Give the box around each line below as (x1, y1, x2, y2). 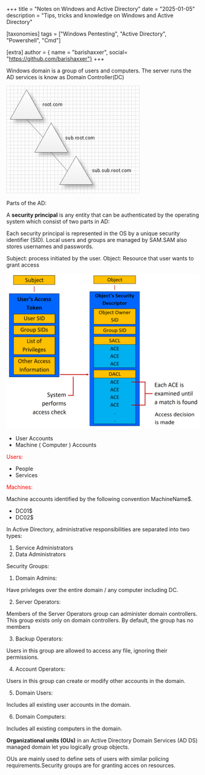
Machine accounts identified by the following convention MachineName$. (6, 495, 193, 502)
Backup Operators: (15, 635, 63, 642)
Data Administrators (15, 550, 66, 558)
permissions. (6, 653, 39, 661)
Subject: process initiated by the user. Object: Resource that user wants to (6, 255, 195, 262)
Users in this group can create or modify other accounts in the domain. (6, 677, 186, 684)
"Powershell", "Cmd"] (6, 37, 61, 44)
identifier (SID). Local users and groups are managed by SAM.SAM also (6, 236, 187, 243)
